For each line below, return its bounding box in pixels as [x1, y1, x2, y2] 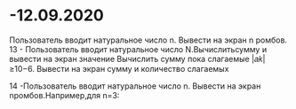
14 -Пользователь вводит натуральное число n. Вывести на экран [9, 81, 261, 91]
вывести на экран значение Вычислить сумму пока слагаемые [9, 53, 251, 64]
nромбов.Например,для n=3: [9, 90, 120, 100]
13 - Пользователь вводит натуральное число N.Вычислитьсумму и [9, 43, 268, 54]
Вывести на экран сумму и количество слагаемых [36, 63, 229, 74]
